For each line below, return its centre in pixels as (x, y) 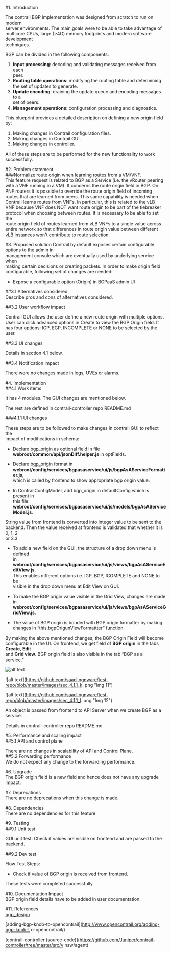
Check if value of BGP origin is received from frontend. (70, 874)
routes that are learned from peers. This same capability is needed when (82, 196)
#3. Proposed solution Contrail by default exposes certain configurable (80, 245)
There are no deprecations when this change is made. (62, 798)
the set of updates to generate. (45, 86)
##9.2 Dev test (21, 854)
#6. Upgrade (19, 772)
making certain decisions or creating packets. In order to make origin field (83, 266)
